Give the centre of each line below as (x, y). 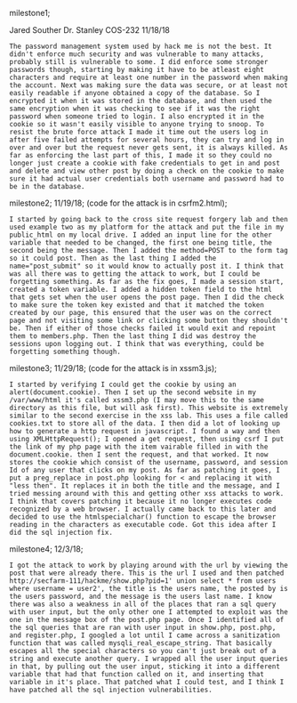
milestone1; (30, 13)
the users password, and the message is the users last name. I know (141, 596)
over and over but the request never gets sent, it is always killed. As (149, 148)
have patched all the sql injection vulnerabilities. (111, 690)
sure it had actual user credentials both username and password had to (147, 179)
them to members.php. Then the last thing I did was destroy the (132, 336)
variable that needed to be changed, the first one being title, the (141, 243)
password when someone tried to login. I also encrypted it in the (137, 117)
